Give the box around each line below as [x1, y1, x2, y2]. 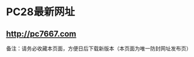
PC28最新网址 [6, 5, 75, 19]
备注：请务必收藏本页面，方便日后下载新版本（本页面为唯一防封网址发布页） [6, 45, 192, 52]
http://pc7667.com [6, 28, 76, 38]
